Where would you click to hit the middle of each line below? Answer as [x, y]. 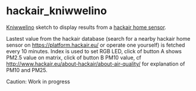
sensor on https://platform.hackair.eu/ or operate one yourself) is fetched [96, 45]
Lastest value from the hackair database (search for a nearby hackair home [98, 38]
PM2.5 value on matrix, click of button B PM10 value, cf [74, 57]
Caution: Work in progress [38, 82]
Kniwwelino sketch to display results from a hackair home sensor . [86, 27]
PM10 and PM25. [27, 70]
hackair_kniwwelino [56, 11]
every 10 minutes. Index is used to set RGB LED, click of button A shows [94, 51]
